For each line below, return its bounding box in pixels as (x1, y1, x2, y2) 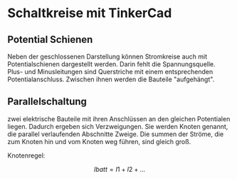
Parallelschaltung (7, 96, 88, 108)
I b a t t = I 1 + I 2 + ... (93, 165, 146, 173)
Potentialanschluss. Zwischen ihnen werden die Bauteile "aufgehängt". (7, 75, 215, 83)
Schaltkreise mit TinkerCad (7, 5, 172, 21)
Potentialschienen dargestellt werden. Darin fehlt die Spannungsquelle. (7, 60, 216, 68)
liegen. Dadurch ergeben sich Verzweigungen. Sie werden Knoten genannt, (7, 122, 228, 131)
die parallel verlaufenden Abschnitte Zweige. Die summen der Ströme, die (7, 130, 224, 138)
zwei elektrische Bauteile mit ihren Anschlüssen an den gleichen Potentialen (7, 114, 231, 123)
